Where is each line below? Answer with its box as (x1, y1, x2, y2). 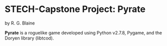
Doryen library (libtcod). (5, 35, 54, 41)
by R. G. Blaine (5, 20, 35, 26)
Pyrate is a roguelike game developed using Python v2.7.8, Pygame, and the (5, 29, 162, 35)
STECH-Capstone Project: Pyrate (5, 3, 146, 15)
